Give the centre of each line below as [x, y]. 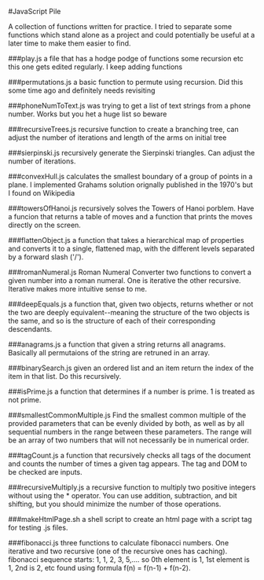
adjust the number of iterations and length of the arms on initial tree [117, 138]
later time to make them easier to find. [70, 43]
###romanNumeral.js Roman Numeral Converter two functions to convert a [130, 272]
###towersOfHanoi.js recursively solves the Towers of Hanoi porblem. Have [131, 208]
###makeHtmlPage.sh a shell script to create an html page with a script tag [130, 519]
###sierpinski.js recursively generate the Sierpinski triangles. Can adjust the [132, 153]
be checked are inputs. [45, 472]
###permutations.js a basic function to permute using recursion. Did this [126, 82]
